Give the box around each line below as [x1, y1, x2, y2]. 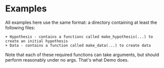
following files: [5, 24, 35, 30]
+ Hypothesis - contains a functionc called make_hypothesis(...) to [5, 34, 153, 39]
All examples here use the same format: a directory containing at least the [5, 19, 157, 25]
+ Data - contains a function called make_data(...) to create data [5, 43, 151, 48]
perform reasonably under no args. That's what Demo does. [5, 57, 129, 63]
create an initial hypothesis [5, 38, 68, 44]
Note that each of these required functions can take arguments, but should [5, 52, 159, 58]
